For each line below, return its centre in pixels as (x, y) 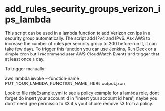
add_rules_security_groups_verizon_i (83, 9)
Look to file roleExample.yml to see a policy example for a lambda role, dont (82, 93)
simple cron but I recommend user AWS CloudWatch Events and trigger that (82, 54)
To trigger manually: (25, 69)
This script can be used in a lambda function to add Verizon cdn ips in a (78, 33)
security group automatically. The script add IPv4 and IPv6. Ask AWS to (78, 38)
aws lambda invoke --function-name (42, 78)
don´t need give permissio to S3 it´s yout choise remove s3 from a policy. (79, 103)
